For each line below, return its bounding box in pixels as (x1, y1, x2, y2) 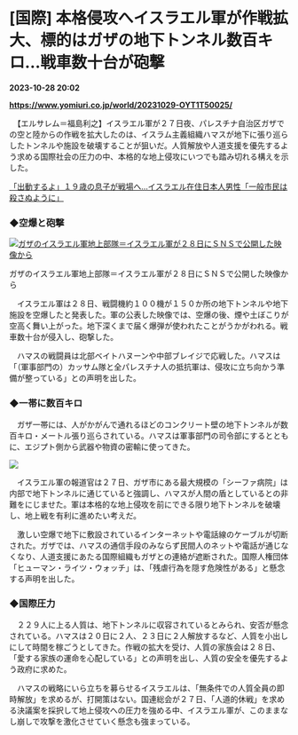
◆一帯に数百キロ (9, 397, 82, 409)
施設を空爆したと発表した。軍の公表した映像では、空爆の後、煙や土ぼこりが (9, 310, 289, 320)
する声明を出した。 (9, 573, 80, 584)
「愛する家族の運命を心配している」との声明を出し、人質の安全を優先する (9, 652, 281, 663)
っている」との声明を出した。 (32, 373, 142, 383)
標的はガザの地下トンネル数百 (40, 30, 258, 51)
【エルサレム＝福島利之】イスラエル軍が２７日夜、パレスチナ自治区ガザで (16, 117, 286, 129)
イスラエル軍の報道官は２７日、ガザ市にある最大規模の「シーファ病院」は (16, 477, 288, 487)
